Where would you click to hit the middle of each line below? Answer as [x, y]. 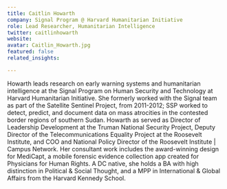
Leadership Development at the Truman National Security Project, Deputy [111, 127]
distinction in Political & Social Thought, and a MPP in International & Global [114, 171]
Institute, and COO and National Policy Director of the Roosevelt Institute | [111, 142]
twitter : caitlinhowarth [43, 33]
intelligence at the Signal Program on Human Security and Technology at [110, 90]
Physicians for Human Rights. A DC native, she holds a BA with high [103, 163]
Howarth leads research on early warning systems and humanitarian [104, 84]
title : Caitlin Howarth [41, 13]
